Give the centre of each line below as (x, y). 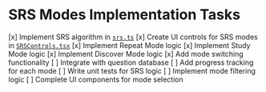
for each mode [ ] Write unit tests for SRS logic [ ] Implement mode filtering (132, 70)
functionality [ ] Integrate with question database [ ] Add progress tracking (131, 62)
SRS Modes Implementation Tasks (124, 15)
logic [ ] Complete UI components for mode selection (96, 79)
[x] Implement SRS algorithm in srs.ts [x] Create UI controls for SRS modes (133, 37)
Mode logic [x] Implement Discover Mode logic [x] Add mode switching (126, 54)
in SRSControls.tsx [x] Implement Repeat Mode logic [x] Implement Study (129, 45)
